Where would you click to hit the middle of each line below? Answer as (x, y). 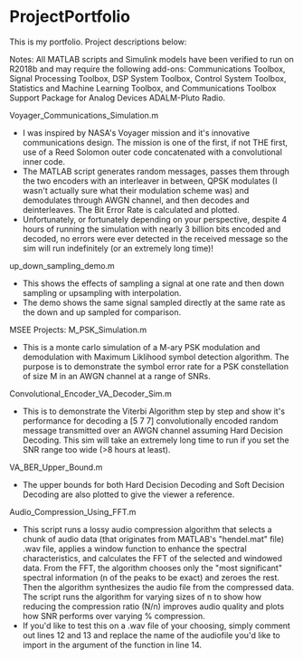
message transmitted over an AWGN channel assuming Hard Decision (152, 430)
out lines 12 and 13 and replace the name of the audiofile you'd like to (151, 635)
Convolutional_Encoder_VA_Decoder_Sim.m (90, 393)
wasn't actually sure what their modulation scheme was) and (136, 190)
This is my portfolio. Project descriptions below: (98, 42)
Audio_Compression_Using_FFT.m (73, 511)
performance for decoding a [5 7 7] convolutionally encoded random (150, 420)
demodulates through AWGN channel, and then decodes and (136, 200)
